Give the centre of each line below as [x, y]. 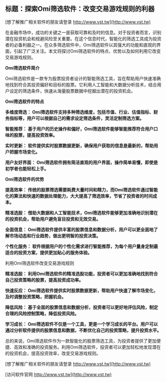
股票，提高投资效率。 [35, 135]
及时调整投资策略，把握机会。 [35, 296]
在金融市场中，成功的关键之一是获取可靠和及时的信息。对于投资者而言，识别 [83, 32]
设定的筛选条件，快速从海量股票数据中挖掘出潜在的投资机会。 [72, 91]
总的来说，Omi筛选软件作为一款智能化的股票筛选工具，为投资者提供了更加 [81, 341]
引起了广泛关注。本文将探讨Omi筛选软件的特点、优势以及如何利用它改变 [87, 51]
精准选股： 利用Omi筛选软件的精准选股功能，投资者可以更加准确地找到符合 [82, 274]
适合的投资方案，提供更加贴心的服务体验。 [49, 252]
